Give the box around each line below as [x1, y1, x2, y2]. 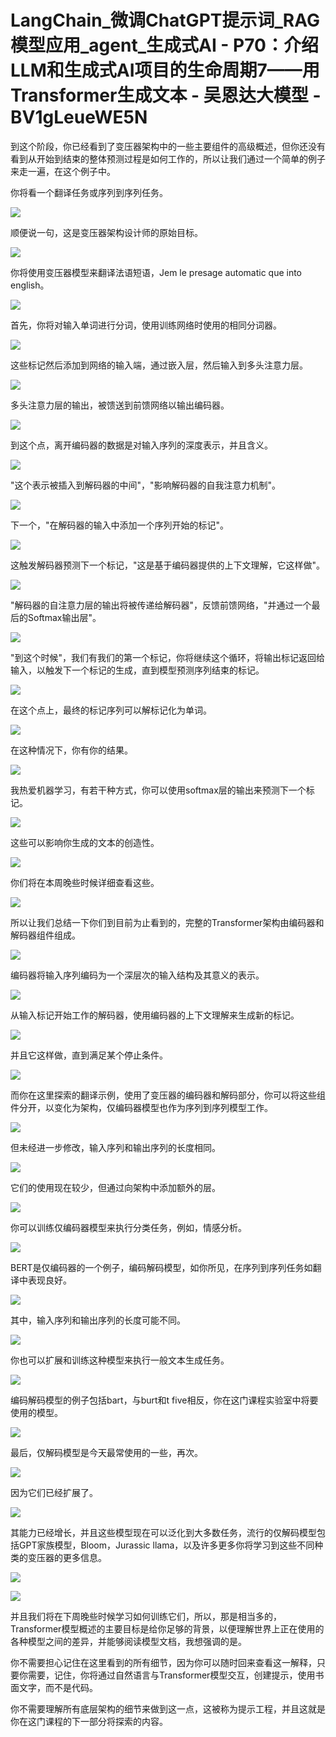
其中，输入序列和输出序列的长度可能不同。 [10, 1314, 186, 1326]
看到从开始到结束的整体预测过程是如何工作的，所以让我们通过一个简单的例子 [10, 152, 326, 165]
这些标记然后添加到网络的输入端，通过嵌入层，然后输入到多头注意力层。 [10, 359, 308, 371]
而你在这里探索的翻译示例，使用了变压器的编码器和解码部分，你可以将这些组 [10, 1089, 326, 1101]
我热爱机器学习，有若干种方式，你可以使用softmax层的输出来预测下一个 [10, 784, 307, 796]
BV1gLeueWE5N [10, 106, 148, 129]
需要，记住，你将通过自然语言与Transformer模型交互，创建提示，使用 [27, 1669, 316, 1681]
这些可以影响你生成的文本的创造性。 [10, 836, 160, 848]
